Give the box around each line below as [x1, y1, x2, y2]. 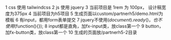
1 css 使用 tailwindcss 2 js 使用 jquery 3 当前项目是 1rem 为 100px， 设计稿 [5, 4, 162, 10]
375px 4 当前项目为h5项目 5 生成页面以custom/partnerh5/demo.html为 [14, 10, 163, 16]
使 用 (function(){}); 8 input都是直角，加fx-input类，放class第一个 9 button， [5, 23, 164, 29]
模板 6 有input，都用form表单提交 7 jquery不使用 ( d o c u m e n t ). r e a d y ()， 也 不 [5, 17, 162, 22]
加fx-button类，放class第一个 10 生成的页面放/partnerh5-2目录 [5, 29, 137, 35]
